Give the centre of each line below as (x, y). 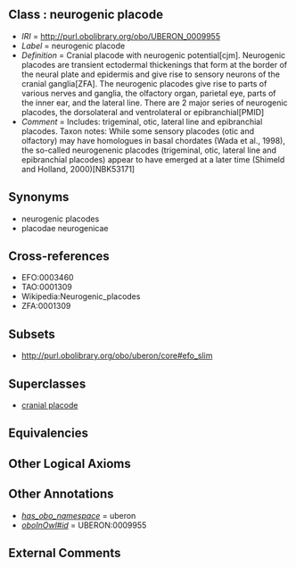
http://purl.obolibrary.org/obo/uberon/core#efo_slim (117, 355)
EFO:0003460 (47, 278)
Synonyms (39, 197)
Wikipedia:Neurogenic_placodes (81, 296)
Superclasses (47, 384)
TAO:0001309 (46, 287)
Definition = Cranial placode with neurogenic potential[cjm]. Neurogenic (153, 55)
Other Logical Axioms (70, 463)
